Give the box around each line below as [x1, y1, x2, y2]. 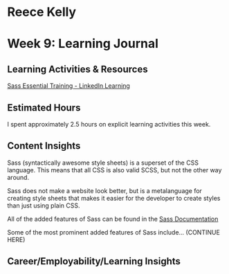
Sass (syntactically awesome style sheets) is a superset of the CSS [7, 158, 199, 167]
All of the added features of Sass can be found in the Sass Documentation [7, 214, 219, 223]
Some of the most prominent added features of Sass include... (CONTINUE [7, 228, 220, 236]
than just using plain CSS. [7, 201, 81, 210]
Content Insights [7, 140, 81, 152]
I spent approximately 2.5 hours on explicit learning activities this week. [7, 120, 211, 128]
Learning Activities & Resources [7, 63, 148, 75]
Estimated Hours [7, 102, 81, 113]
